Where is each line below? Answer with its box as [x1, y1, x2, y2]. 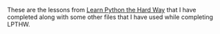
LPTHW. [7, 20, 30, 28]
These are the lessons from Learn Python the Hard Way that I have [7, 6, 197, 14]
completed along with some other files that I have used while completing [7, 13, 214, 21]
